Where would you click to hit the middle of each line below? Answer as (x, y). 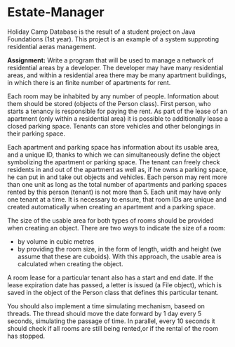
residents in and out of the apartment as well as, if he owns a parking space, (117, 169)
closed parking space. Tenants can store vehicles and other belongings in (114, 126)
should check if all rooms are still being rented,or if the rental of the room (113, 328)
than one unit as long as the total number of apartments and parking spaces (117, 184)
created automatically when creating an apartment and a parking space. (112, 207)
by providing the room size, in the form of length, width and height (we (119, 249)
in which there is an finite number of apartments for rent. (89, 82)
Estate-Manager (56, 12)
